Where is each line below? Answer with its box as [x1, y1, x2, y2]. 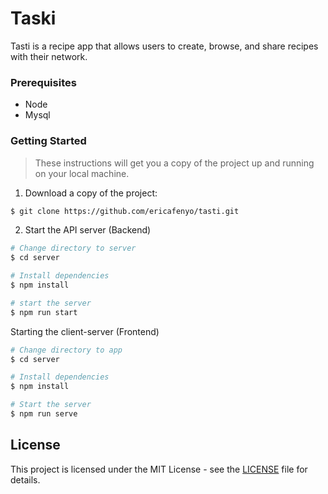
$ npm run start [10, 307, 78, 317]
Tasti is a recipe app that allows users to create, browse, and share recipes [10, 40, 319, 52]
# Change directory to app [10, 345, 123, 355]
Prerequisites [10, 75, 77, 89]
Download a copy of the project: [24, 187, 158, 199]
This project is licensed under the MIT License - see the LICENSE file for [10, 463, 308, 475]
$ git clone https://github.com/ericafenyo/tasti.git [10, 206, 240, 216]
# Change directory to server [10, 243, 137, 254]
